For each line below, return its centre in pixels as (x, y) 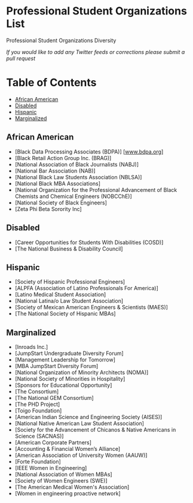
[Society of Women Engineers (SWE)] (61, 481)
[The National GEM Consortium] (54, 398)
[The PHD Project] (37, 404)
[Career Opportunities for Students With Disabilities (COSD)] (89, 242)
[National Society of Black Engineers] (61, 203)
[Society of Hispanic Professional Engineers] (70, 282)
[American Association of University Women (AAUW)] (81, 455)
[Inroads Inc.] (31, 347)
